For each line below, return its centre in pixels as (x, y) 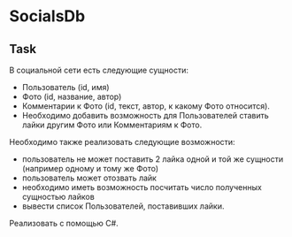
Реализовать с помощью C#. (64, 223)
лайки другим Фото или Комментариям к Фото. (112, 125)
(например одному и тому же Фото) (90, 168)
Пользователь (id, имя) (65, 87)
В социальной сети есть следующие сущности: (99, 70)
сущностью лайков (58, 197)
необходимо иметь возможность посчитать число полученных (142, 187)
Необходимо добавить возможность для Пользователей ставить (146, 115)
